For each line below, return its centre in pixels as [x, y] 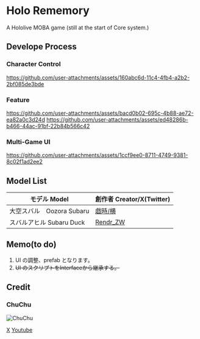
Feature [18, 100]
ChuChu [19, 305]
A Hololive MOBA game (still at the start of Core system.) [78, 27]
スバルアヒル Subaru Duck [47, 222]
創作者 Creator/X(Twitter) [133, 199]
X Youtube [20, 330]
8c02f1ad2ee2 [24, 162]
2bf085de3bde [25, 84]
